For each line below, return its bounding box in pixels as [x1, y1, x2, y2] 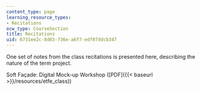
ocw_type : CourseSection [6, 25, 69, 32]
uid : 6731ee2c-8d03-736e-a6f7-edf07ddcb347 [6, 37, 117, 43]
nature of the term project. [6, 59, 72, 67]
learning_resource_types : [6, 14, 71, 20]
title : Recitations [6, 31, 55, 37]
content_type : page [6, 8, 55, 15]
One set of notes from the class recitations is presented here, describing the [6, 53, 196, 60]
